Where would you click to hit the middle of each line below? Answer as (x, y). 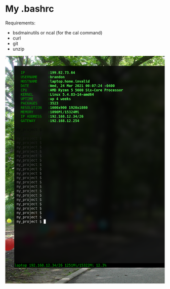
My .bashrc (30, 9)
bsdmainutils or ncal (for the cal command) (57, 32)
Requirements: (20, 23)
